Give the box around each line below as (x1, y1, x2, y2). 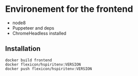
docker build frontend (5, 58, 52, 63)
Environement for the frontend (5, 3, 133, 15)
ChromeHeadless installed (12, 30, 67, 36)
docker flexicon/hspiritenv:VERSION (5, 62, 81, 67)
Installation (5, 44, 41, 53)
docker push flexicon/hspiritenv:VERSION (5, 66, 92, 71)
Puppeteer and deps (12, 25, 55, 31)
